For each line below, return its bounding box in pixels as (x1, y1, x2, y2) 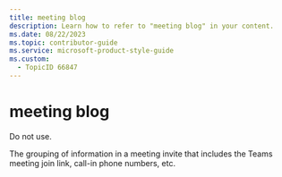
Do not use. (9, 131, 52, 141)
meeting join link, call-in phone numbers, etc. (9, 157, 176, 168)
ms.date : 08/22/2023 (9, 29, 87, 38)
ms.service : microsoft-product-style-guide (9, 46, 175, 55)
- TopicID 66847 (17, 63, 78, 72)
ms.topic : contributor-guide (9, 38, 118, 47)
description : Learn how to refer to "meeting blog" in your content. (9, 21, 275, 30)
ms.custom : (9, 55, 50, 63)
